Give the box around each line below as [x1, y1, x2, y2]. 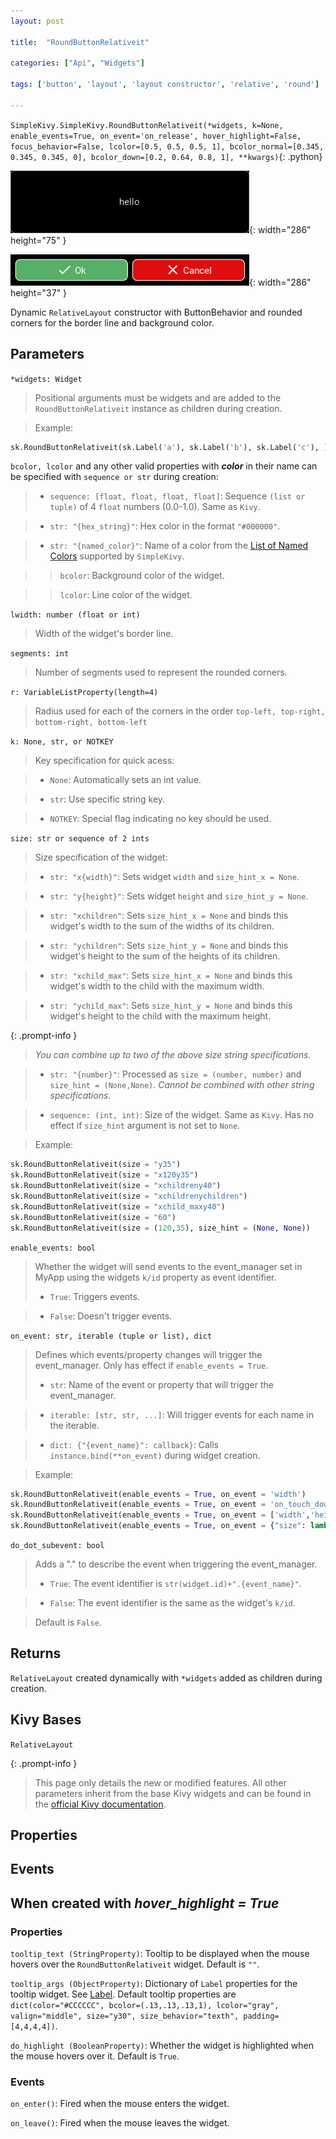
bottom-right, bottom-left [34, 718, 148, 728]
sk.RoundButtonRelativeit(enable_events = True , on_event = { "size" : [10, 1521, 307, 1531]
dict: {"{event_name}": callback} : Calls [49, 1438, 219, 1450]
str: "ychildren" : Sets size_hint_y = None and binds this [49, 940, 289, 952]
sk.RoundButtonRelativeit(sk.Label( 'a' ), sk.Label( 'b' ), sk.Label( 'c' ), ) [10, 442, 329, 452]
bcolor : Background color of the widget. [59, 570, 225, 582]
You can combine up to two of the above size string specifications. [34, 1049, 312, 1061]
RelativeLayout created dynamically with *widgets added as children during [10, 1671, 323, 1684]
